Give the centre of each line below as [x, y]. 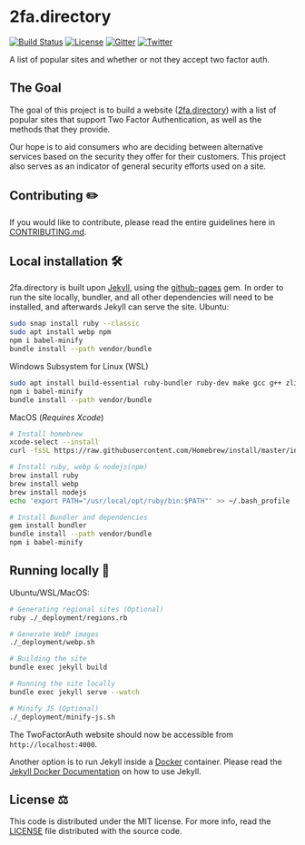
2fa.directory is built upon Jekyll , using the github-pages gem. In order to [147, 288]
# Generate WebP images [54, 634]
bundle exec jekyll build [58, 668]
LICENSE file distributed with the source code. [96, 831]
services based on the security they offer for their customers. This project [148, 156]
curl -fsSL [30, 451]
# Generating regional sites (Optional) [87, 609]
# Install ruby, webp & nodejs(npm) [79, 467]
